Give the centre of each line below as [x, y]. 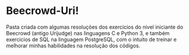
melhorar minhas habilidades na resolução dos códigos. [73, 46]
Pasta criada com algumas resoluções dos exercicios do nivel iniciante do [95, 27]
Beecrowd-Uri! [43, 11]
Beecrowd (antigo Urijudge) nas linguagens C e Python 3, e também [88, 33]
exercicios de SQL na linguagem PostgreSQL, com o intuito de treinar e [91, 39]
